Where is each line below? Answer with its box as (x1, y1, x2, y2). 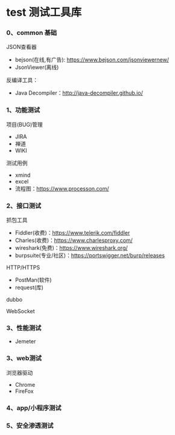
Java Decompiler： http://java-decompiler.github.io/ (14, 89, 143, 97)
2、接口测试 (6, 202, 42, 210)
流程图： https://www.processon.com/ (14, 185, 110, 192)
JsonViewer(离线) (14, 64, 59, 71)
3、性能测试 (6, 324, 42, 332)
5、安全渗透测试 (6, 421, 54, 430)
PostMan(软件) (14, 276, 52, 284)
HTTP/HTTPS (6, 264, 40, 271)
